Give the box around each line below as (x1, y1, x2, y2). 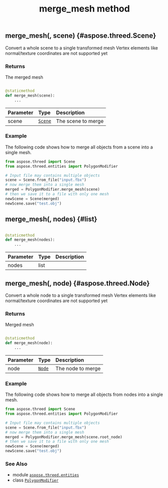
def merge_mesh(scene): (5, 93, 55, 98)
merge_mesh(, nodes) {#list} (5, 215, 98, 224)
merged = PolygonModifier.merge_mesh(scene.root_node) (5, 434, 123, 440)
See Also (5, 460, 28, 467)
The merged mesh (5, 74, 44, 80)
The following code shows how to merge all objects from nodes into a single (5, 391, 163, 398)
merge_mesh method (39, 3, 130, 15)
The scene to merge (56, 117, 104, 124)
